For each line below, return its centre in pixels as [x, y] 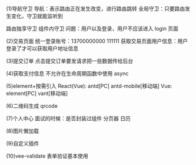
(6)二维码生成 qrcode [32, 106]
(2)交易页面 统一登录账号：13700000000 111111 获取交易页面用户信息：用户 [97, 41]
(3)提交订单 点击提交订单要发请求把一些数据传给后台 [70, 61]
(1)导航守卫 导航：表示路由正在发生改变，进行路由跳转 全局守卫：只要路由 [96, 9]
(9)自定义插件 [23, 143]
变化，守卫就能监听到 [37, 16]
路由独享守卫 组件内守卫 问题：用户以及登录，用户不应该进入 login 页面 [92, 29]
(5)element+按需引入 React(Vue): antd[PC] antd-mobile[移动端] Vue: [89, 86]
